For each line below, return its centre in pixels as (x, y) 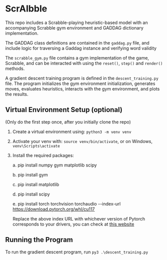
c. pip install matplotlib (36, 184)
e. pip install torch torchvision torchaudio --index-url (66, 203)
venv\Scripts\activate (36, 146)
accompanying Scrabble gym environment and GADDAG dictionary (74, 27)
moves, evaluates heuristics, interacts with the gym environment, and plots (82, 88)
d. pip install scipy (31, 194)
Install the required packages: (43, 155)
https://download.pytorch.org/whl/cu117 (54, 209)
